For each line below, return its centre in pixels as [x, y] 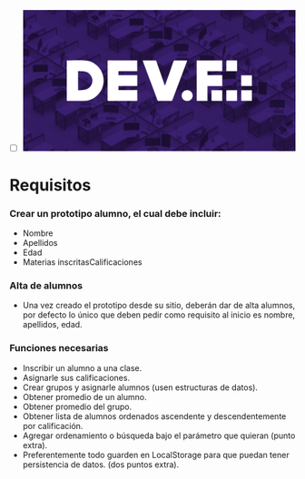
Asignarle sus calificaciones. [76, 377]
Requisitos [50, 185]
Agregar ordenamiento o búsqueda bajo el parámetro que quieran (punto [159, 435]
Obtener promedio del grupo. [77, 406]
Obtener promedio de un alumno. [84, 396]
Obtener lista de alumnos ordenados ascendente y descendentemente [154, 416]
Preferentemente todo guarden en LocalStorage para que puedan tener [156, 455]
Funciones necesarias [59, 348]
